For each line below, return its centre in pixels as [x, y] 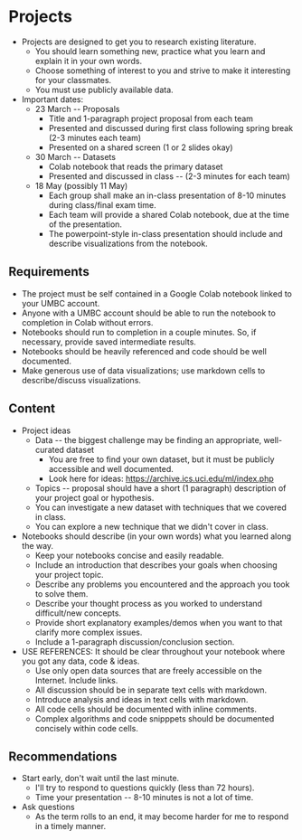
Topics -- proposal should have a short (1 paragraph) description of [160, 488]
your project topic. [69, 574]
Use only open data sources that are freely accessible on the [149, 670]
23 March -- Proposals [77, 109]
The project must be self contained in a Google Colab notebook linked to [157, 293]
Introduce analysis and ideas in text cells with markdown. [142, 699]
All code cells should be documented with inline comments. [146, 709]
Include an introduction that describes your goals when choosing [156, 565]
